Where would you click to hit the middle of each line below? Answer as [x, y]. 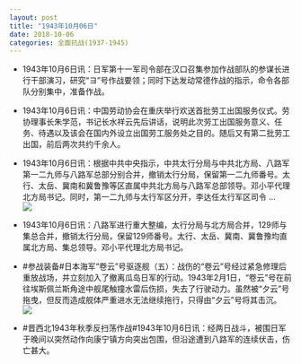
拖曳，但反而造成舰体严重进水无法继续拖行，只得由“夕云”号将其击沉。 [152, 300]
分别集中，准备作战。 [70, 91]
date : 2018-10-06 [42, 34]
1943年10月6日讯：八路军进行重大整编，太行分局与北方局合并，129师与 [155, 225]
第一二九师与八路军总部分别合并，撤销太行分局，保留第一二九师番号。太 [156, 175]
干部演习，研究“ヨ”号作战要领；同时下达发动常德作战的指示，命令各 [156, 81]
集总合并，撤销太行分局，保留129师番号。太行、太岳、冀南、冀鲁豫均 [151, 236]
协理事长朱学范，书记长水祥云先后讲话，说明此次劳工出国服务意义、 [148, 122]
